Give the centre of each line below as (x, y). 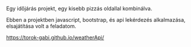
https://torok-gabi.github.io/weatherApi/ (55, 37)
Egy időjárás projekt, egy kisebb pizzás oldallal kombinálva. (79, 9)
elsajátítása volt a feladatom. (41, 26)
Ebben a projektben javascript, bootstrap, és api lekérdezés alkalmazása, (96, 20)
